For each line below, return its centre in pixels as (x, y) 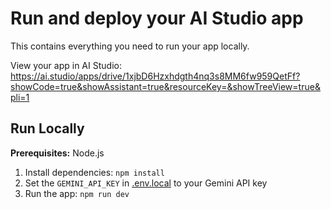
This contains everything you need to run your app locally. (130, 46)
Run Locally (47, 128)
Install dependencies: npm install (94, 172)
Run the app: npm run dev (77, 193)
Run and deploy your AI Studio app (157, 18)
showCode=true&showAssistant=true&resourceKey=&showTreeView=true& (165, 86)
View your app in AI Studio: (66, 65)
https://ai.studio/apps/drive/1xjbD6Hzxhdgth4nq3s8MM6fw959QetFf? (155, 76)
